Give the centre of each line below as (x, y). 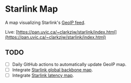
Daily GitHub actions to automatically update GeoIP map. (69, 64)
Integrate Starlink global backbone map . (52, 70)
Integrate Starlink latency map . (43, 75)
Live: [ (11, 32)
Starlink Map (32, 9)
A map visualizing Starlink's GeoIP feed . (45, 22)
